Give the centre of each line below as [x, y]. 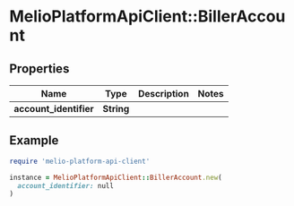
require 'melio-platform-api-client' [80, 161]
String [116, 109]
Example [34, 141]
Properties [39, 69]
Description [164, 94]
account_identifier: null [66, 185]
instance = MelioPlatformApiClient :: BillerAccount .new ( [116, 177]
